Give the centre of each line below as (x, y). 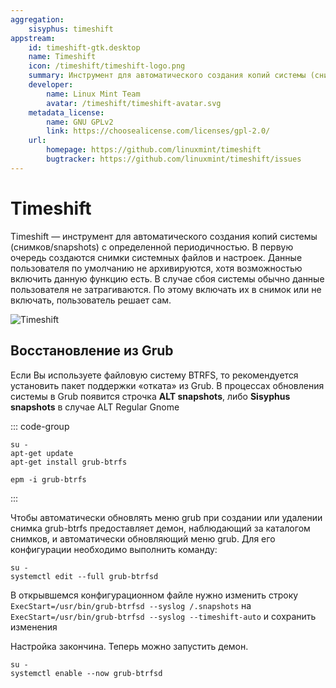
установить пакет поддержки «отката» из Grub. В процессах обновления (167, 385)
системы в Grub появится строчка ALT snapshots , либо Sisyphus (150, 396)
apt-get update (42, 453)
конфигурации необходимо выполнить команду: (114, 549)
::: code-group (40, 426)
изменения (34, 627)
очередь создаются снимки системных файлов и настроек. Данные (156, 257)
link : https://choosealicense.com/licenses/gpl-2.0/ (158, 131)
